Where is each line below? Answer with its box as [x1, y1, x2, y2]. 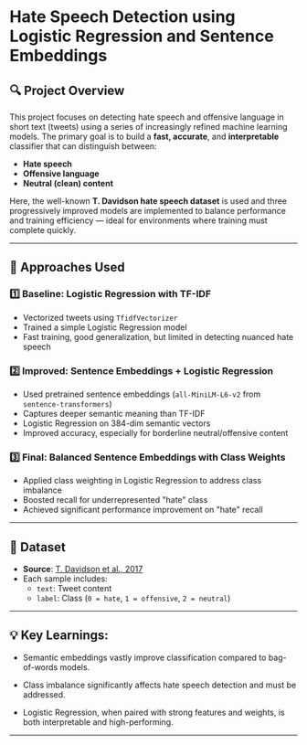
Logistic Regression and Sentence [9, 26, 274, 47]
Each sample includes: [22, 573, 108, 584]
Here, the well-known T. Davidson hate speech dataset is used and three [9, 196, 288, 207]
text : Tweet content [36, 583, 112, 594]
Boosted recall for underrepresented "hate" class [22, 495, 208, 506]
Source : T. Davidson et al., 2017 [22, 564, 143, 575]
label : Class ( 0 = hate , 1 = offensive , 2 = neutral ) [36, 592, 231, 604]
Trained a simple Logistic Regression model [22, 322, 187, 333]
